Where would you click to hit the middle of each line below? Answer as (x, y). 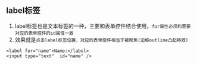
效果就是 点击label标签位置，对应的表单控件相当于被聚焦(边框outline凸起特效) (101, 40)
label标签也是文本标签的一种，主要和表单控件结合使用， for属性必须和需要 (103, 26)
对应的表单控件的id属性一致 (44, 33)
